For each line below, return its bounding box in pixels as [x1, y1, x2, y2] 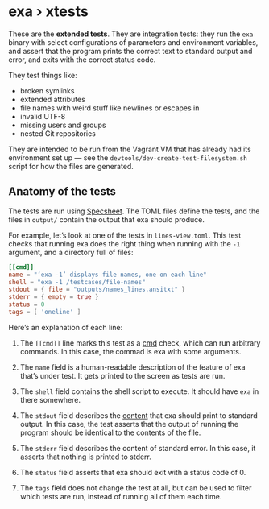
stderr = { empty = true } [8, 293, 99, 301]
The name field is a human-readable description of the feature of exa [19, 362, 246, 372]
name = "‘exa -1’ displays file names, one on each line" [8, 271, 207, 279]
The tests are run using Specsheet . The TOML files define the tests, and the [8, 206, 260, 216]
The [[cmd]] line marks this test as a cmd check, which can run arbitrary [19, 337, 261, 348]
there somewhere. [19, 395, 81, 404]
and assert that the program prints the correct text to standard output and [8, 46, 253, 56]
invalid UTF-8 [19, 111, 66, 121]
